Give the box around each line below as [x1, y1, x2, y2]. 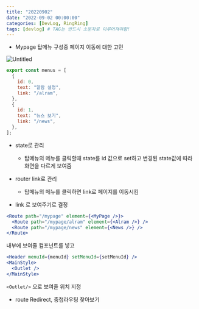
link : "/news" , [17, 118, 56, 125]
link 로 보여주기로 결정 [15, 201, 68, 208]
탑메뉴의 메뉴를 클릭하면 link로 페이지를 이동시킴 [24, 188, 139, 195]
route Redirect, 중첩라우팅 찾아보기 [15, 296, 100, 303]
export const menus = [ [6, 68, 67, 74]
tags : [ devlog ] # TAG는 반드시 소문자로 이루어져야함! [6, 26, 131, 32]
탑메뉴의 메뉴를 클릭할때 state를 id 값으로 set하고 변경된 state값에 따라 [24, 154, 193, 162]
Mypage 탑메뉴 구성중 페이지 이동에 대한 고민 [15, 43, 124, 51]
